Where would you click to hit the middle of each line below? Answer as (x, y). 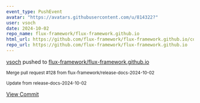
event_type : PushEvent (34, 12)
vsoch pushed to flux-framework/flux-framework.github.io (78, 62)
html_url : (18, 39)
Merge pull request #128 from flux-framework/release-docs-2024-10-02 (80, 73)
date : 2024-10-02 (28, 28)
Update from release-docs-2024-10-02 (46, 83)
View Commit (23, 94)
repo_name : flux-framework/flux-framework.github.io (73, 34)
